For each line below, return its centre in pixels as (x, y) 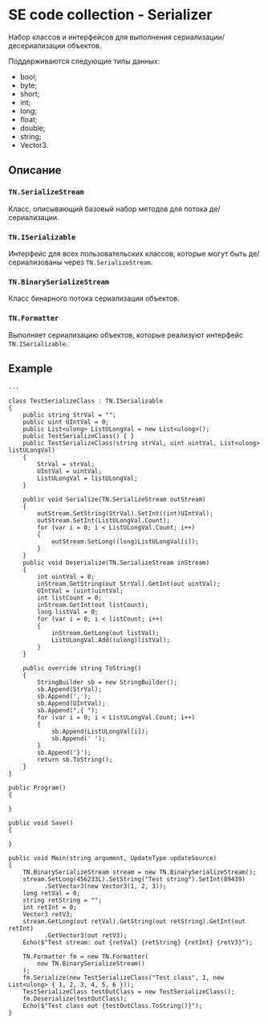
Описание (35, 170)
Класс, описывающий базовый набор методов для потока (108, 209)
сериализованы (35, 262)
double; (32, 128)
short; (30, 93)
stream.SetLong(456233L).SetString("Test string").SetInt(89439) (134, 879)
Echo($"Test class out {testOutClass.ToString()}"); (113, 1006)
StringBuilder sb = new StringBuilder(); (108, 682)
